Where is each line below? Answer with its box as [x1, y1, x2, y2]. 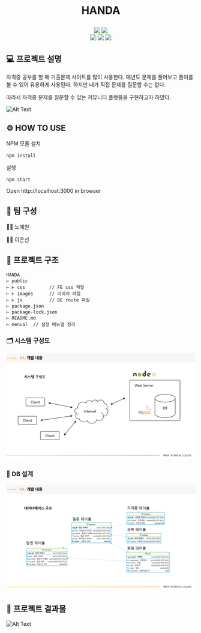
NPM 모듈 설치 [6, 139, 41, 147]
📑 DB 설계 [6, 470, 34, 478]
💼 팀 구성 [6, 206, 37, 216]
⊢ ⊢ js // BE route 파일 [6, 297, 90, 303]
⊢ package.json [6, 303, 44, 309]
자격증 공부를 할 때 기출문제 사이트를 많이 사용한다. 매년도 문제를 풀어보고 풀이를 [6, 73, 194, 80]
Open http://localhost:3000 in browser [6, 187, 101, 194]
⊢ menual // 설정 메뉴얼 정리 [6, 322, 76, 328]
